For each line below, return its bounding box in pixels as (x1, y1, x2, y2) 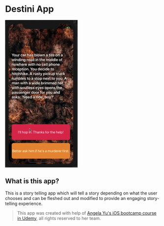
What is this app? (5, 177, 59, 185)
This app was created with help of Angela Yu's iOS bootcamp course (17, 210, 157, 216)
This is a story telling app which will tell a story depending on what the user (5, 190, 158, 196)
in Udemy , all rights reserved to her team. (17, 215, 101, 221)
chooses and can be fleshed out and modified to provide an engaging (5, 195, 146, 201)
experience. (18, 200, 43, 206)
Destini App (5, 3, 54, 15)
